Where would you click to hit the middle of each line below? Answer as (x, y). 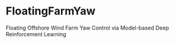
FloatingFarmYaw (51, 11)
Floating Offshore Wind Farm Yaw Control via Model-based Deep (87, 28)
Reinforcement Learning (36, 34)
